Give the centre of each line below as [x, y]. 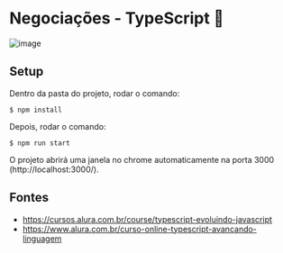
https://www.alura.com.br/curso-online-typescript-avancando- [139, 229]
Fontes [29, 198]
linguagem [42, 239]
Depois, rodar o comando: [58, 126]
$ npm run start [40, 143]
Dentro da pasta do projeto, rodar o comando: [95, 93]
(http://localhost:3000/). [54, 169]
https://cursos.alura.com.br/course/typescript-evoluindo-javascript [147, 219]
